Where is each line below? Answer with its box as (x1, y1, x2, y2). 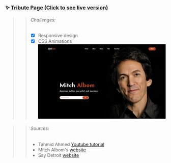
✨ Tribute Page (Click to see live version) (5, 4, 108, 11)
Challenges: (30, 17, 56, 23)
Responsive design (38, 33, 78, 39)
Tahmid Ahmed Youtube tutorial (38, 141, 104, 147)
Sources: (30, 125, 49, 131)
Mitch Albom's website (38, 147, 87, 153)
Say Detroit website (38, 152, 79, 158)
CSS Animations (38, 38, 72, 44)
